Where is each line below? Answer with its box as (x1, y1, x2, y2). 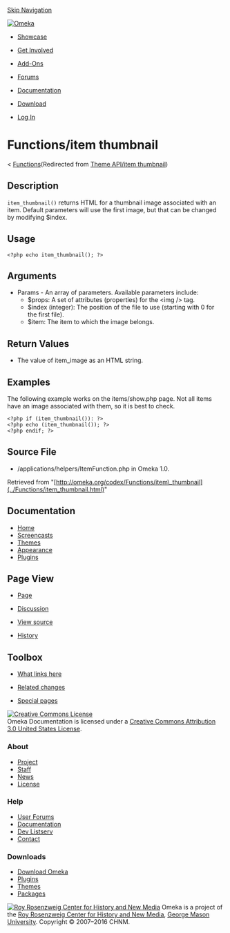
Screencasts (17, 531, 53, 539)
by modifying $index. (7, 213, 68, 221)
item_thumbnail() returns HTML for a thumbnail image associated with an (7, 198, 216, 207)
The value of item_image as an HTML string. (17, 356, 144, 365)
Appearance (17, 545, 53, 554)
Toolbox (7, 651, 43, 663)
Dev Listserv (17, 827, 53, 836)
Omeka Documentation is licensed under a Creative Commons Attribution (7, 717, 216, 726)
